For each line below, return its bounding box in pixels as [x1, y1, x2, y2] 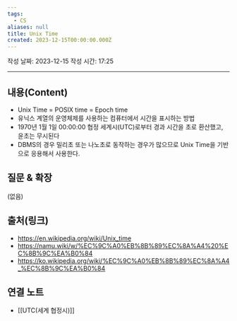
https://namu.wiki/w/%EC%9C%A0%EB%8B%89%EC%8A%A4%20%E [17, 241, 229, 250]
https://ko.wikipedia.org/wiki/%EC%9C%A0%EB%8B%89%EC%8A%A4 [17, 256, 230, 265]
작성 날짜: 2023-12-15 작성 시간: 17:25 [7, 57, 114, 66]
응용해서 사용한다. [30, 149, 80, 158]
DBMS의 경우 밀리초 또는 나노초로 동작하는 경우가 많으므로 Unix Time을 [17, 140, 216, 148]
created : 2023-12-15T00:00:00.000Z [7, 37, 112, 44]
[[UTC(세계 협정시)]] [17, 306, 75, 315]
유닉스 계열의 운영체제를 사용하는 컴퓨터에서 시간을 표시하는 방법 [17, 114, 195, 122]
